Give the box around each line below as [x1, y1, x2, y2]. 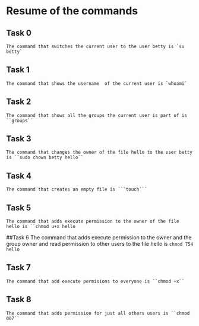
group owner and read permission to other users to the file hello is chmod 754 [6, 240, 194, 248]
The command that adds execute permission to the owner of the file [6, 219, 179, 224]
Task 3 [6, 134, 31, 144]
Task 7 [6, 262, 31, 273]
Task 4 [6, 170, 31, 181]
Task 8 [6, 295, 31, 305]
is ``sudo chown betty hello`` [6, 154, 84, 161]
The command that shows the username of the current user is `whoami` [6, 80, 187, 87]
